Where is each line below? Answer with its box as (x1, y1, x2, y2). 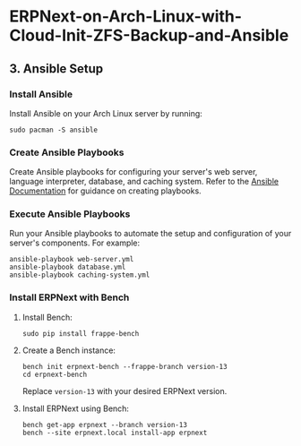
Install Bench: (21, 312, 73, 322)
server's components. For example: (9, 237, 141, 248)
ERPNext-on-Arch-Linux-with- (9, 6, 243, 27)
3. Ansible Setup (9, 61, 104, 76)
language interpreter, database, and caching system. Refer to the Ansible (9, 176, 279, 187)
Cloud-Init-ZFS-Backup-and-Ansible (9, 25, 289, 46)
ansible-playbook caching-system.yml (9, 270, 150, 279)
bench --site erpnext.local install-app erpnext (21, 428, 208, 437)
